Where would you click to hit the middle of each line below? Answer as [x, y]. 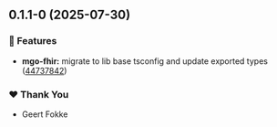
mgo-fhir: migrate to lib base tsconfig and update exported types [144, 61]
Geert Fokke [45, 114]
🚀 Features [33, 41]
